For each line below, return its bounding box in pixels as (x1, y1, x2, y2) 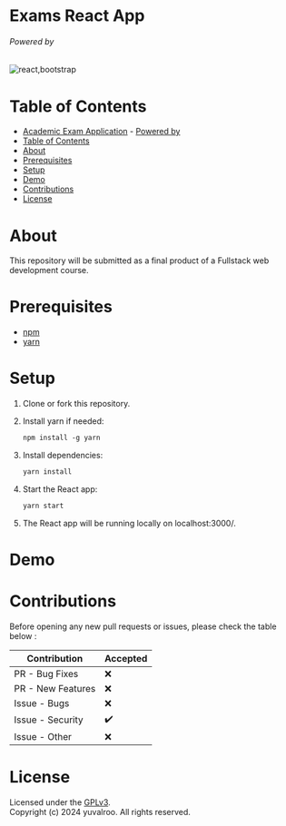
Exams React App (9, 5, 145, 26)
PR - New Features (14, 682, 96, 694)
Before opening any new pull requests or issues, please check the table (9, 621, 277, 632)
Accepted (104, 652, 148, 664)
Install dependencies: (22, 450, 104, 461)
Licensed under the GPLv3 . (9, 796, 111, 808)
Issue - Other (14, 730, 73, 742)
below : (9, 630, 37, 641)
